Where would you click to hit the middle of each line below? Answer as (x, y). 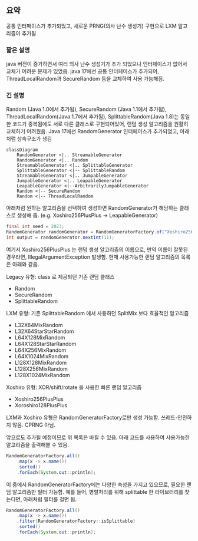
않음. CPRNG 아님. (34, 425)
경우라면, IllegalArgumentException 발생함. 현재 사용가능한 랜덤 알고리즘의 (93, 257)
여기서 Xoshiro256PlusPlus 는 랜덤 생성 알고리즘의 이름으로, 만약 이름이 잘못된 (97, 250)
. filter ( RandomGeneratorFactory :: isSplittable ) (76, 521)
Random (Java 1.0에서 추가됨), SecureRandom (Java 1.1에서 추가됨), (86, 109)
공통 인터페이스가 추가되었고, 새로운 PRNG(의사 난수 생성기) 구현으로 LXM (91, 26)
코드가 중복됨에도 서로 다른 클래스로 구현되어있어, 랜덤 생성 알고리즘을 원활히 (100, 124)
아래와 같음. (26, 265)
